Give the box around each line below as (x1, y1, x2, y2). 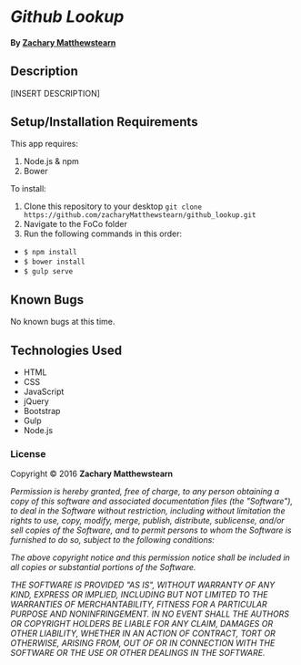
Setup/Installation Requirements (10, 114, 198, 130)
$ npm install (23, 248, 77, 257)
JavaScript (23, 386, 65, 398)
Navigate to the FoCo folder (23, 219, 128, 230)
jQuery (23, 396, 49, 407)
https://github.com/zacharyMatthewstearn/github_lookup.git (23, 211, 256, 220)
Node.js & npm (23, 156, 80, 167)
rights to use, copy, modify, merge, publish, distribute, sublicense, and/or (10, 515, 285, 526)
